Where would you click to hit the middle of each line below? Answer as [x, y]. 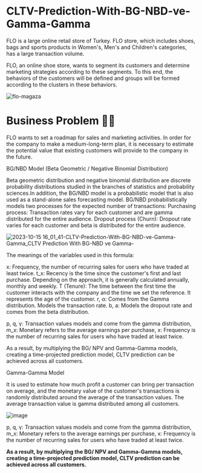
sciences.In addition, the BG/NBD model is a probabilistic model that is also [100, 193]
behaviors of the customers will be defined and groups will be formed [93, 78]
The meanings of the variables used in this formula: [70, 255]
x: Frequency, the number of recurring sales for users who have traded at [98, 267]
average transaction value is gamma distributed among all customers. [93, 403]
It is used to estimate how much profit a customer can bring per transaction [100, 384]
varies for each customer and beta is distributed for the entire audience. [96, 225]
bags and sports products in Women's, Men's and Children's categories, [96, 47]
